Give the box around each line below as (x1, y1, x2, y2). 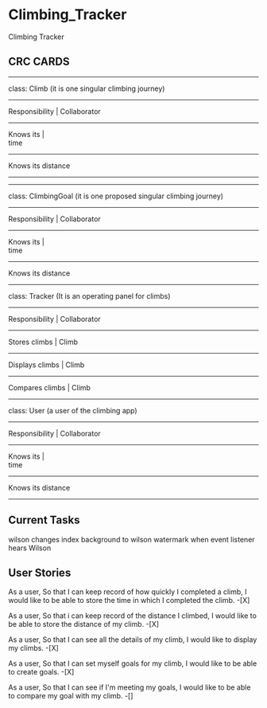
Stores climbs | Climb (8, 337, 78, 346)
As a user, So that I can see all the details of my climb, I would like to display (8, 635, 257, 644)
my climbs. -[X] (8, 643, 60, 653)
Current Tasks (8, 514, 80, 527)
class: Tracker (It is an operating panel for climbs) (8, 291, 171, 300)
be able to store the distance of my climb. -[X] (8, 620, 160, 629)
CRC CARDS (8, 55, 70, 68)
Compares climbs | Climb (8, 382, 91, 392)
